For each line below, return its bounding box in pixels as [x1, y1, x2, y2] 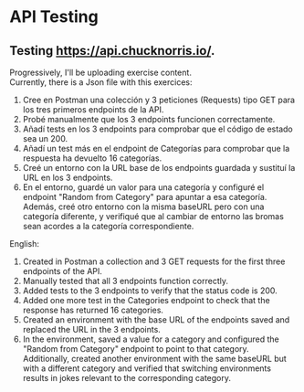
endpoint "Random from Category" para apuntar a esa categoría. [22, 192, 267, 202]
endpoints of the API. [22, 266, 103, 276]
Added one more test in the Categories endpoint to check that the [22, 295, 271, 305]
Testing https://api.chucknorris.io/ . [9, 43, 215, 58]
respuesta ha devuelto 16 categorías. [22, 153, 162, 164]
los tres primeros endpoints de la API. [22, 104, 164, 115]
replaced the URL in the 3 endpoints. [22, 324, 162, 334]
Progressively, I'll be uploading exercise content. [9, 67, 192, 78]
